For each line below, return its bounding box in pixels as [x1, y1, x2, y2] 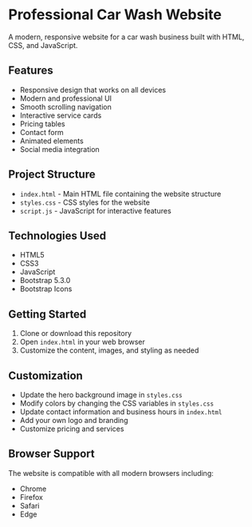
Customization [8, 369, 84, 382]
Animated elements [19, 136, 84, 146]
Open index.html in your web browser [19, 337, 145, 347]
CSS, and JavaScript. [8, 40, 78, 50]
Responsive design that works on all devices [19, 85, 166, 94]
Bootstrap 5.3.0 [19, 276, 71, 285]
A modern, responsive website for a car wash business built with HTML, [8, 32, 245, 42]
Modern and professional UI [19, 94, 112, 103]
